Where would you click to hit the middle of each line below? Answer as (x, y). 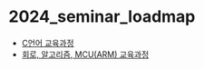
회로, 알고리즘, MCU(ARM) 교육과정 (85, 54)
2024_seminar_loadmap (102, 17)
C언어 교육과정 (48, 43)
